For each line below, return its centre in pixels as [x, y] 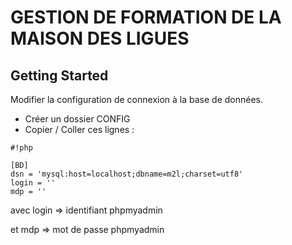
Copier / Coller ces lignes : [79, 129]
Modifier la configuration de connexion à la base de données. [137, 99]
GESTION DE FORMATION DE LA [146, 17]
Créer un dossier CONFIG [77, 119]
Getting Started [59, 75]
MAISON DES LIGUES [100, 38]
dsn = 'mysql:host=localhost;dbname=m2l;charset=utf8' [127, 174]
